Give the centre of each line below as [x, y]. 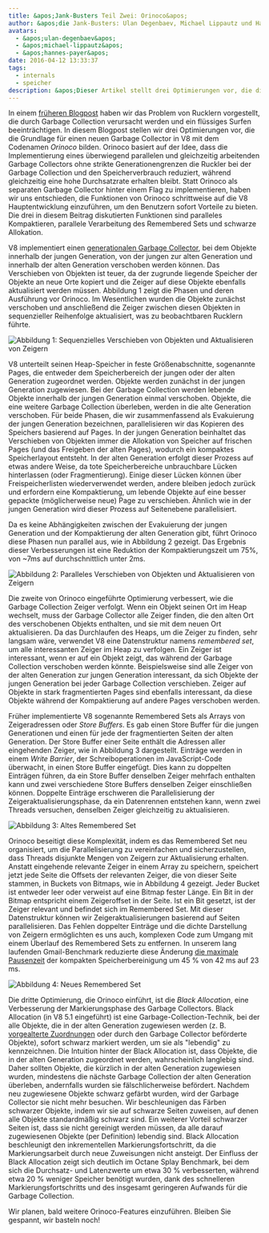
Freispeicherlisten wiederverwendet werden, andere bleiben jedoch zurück [132, 484]
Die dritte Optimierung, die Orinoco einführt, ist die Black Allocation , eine [128, 1000]
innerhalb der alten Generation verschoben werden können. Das [114, 265]
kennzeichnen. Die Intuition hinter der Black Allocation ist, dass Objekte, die [133, 1051]
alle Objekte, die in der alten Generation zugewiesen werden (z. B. [117, 1026]
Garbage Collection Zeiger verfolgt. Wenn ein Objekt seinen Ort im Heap [127, 607]
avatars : [23, 30]
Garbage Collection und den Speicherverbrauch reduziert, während [120, 172]
